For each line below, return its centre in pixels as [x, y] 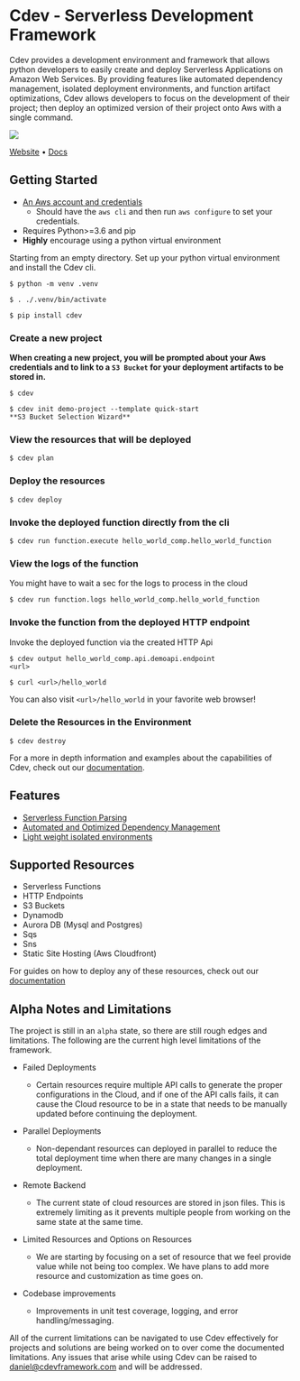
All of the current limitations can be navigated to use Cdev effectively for [144, 1338]
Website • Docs [38, 152]
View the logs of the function [74, 563]
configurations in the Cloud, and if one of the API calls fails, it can [157, 1095]
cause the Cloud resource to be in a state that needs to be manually [162, 1104]
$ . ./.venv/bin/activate [58, 299]
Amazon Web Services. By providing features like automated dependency [146, 78]
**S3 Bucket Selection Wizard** [70, 417]
